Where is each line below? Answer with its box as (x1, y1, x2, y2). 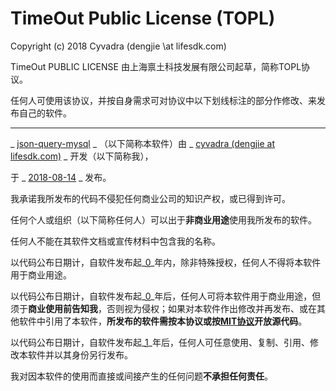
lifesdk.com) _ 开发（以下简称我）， (10, 150, 154, 162)
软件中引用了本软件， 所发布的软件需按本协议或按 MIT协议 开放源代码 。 (18, 315, 308, 327)
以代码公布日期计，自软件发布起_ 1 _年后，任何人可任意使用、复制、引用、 (10, 336, 310, 348)
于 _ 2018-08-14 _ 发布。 (10, 171, 112, 183)
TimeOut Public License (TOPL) (10, 7, 276, 30)
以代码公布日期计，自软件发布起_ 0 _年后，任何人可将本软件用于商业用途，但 (10, 290, 322, 302)
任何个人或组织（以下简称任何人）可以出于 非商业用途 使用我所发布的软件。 (10, 213, 317, 226)
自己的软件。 (18, 107, 72, 119)
